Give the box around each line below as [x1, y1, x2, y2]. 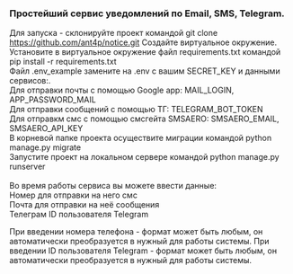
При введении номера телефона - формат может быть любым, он [9, 226, 263, 237]
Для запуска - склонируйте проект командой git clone [9, 28, 218, 39]
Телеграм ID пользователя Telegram [9, 209, 149, 220]
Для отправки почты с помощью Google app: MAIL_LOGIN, [9, 84, 235, 96]
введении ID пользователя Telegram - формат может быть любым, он [9, 245, 277, 256]
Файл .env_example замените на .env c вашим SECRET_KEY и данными [9, 66, 280, 76]
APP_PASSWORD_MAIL [9, 94, 96, 105]
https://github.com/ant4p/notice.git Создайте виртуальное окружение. [9, 37, 277, 48]
